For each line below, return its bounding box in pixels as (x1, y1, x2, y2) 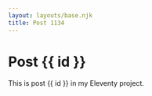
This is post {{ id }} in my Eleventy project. (8, 79, 145, 88)
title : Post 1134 (8, 19, 65, 27)
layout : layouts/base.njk (8, 11, 92, 20)
